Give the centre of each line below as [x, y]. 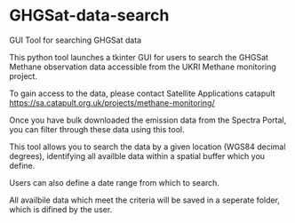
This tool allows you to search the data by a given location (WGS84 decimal [147, 147]
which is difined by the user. [61, 209]
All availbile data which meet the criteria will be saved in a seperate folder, [144, 200]
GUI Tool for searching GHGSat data [76, 40]
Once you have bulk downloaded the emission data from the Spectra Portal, [148, 120]
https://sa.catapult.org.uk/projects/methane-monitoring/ [112, 102]
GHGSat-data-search [89, 16]
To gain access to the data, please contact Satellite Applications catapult [142, 93]
